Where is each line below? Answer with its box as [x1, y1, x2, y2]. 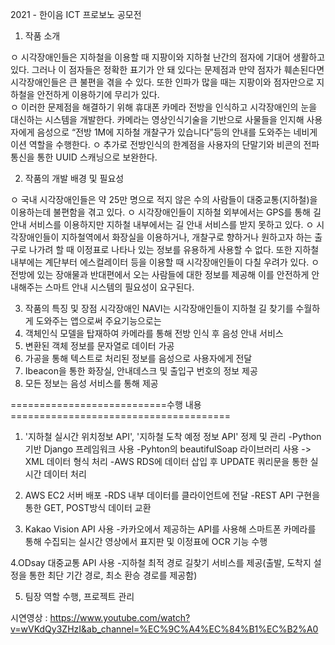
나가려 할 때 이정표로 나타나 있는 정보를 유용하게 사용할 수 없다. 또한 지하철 [28, 244, 320, 255]
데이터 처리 [43, 468, 87, 480]
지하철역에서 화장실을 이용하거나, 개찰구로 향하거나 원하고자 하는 [61, 231, 313, 243]
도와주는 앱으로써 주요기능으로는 [35, 315, 162, 327]
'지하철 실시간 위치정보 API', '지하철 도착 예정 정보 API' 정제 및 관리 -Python [24, 431, 322, 442]
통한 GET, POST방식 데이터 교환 [24, 502, 152, 513]
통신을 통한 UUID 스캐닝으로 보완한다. [10, 151, 158, 163]
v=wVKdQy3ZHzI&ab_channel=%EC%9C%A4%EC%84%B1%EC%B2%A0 [10, 623, 319, 635]
